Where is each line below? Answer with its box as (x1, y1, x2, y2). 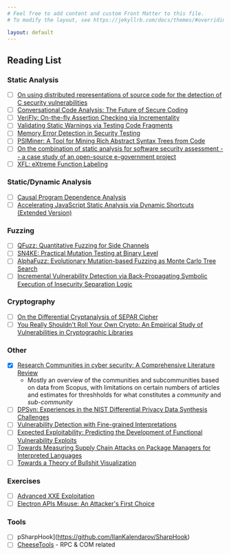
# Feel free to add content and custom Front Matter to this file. (7, 10, 205, 17)
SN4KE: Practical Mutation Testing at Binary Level (16, 249, 159, 258)
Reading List (7, 54, 62, 66)
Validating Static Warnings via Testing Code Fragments (16, 121, 173, 129)
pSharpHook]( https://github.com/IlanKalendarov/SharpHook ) (16, 533, 190, 541)
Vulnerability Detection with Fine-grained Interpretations (16, 421, 177, 429)
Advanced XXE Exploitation (16, 492, 95, 500)
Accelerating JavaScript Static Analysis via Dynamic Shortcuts (16, 200, 195, 209)
